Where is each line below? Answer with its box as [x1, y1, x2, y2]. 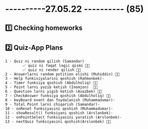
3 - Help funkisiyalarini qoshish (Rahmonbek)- [5, 76, 105, 81]
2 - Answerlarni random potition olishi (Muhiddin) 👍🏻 [5, 72, 120, 77]
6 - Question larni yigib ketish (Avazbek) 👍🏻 [5, 89, 102, 94]
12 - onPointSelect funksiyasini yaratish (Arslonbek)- [5, 115, 122, 120]
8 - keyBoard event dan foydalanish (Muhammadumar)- [5, 97, 116, 103]
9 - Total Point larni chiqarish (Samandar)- [5, 102, 100, 107]
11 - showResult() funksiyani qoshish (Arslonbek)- [5, 111, 113, 116]
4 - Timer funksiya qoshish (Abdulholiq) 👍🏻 [5, 80, 98, 86]
